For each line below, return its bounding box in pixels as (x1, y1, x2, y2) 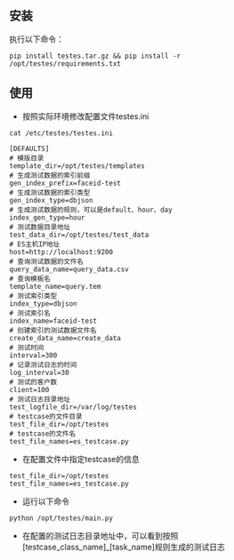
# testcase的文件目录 (9, 412, 83, 420)
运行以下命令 (21, 496, 69, 507)
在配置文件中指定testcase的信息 (21, 453, 140, 464)
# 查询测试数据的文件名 (9, 257, 85, 266)
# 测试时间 (9, 343, 44, 352)
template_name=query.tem (9, 282, 101, 291)
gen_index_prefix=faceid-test (9, 179, 122, 188)
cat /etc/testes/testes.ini (9, 128, 114, 138)
